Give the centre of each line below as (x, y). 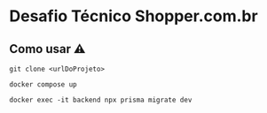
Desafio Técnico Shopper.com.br (134, 16)
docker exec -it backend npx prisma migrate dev (101, 100)
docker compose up (43, 85)
